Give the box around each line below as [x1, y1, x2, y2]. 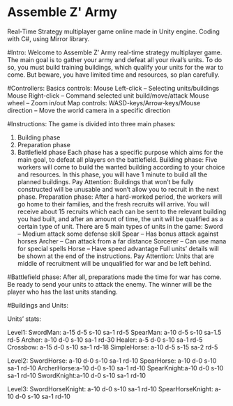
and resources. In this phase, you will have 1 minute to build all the [17, 170, 208, 179]
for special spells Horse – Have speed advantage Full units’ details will [17, 244, 219, 253]
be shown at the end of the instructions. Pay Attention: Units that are [17, 252, 214, 260]
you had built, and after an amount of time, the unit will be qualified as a [17, 214, 224, 223]
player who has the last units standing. [7, 287, 118, 296]
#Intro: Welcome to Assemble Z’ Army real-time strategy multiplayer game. [7, 48, 223, 57]
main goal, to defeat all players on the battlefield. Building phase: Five [17, 155, 218, 164]
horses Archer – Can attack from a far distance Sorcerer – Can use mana [17, 236, 227, 245]
